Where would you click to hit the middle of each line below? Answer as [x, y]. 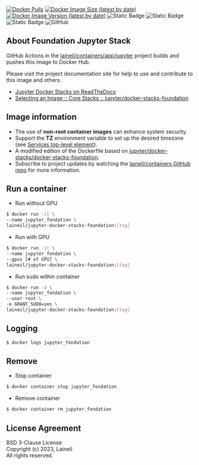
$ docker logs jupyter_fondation [48, 342]
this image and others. [34, 80]
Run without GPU [36, 203]
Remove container [38, 398]
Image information [41, 117]
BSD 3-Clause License [34, 442]
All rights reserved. [30, 455]
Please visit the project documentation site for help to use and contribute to [100, 73]
